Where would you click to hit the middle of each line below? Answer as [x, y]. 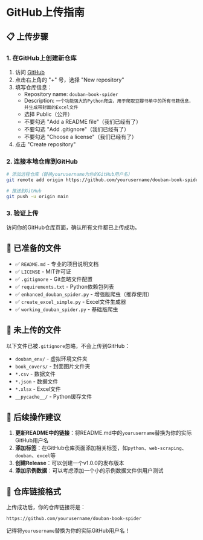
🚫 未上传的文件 [34, 330]
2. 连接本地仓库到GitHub [42, 161]
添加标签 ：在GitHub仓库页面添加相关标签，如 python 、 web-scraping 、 [101, 448]
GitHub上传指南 [45, 12]
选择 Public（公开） [49, 114]
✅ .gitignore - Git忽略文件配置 [53, 279]
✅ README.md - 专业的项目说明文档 [57, 264]
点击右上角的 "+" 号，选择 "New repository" [69, 80]
